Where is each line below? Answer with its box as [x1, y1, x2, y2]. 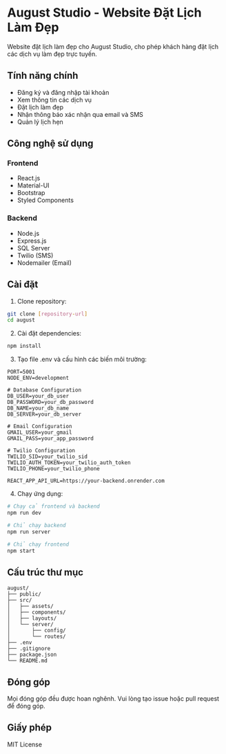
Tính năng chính [7, 70, 79, 82]
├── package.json [7, 652, 57, 659]
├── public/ [7, 591, 41, 598]
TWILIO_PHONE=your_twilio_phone [7, 466, 100, 472]
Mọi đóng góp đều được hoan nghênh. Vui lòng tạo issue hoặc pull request [7, 695, 219, 703]
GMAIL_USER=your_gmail [7, 429, 72, 436]
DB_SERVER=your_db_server [7, 411, 81, 418]
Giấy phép [7, 721, 52, 734]
